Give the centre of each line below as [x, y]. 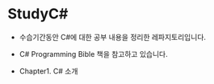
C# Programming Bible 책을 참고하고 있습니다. [93, 54]
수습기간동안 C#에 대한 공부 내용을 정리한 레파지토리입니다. [113, 37]
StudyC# [38, 14]
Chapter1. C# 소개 [48, 71]
